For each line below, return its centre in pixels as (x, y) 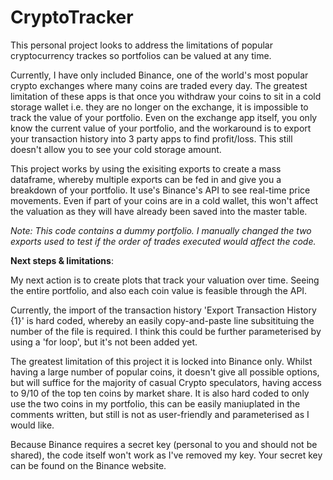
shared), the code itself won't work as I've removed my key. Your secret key (166, 455)
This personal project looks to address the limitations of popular (141, 45)
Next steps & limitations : (62, 260)
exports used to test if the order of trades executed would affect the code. (163, 241)
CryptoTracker (72, 17)
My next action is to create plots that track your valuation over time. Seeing (165, 280)
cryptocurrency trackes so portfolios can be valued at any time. (141, 55)
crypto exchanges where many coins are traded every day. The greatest (159, 85)
